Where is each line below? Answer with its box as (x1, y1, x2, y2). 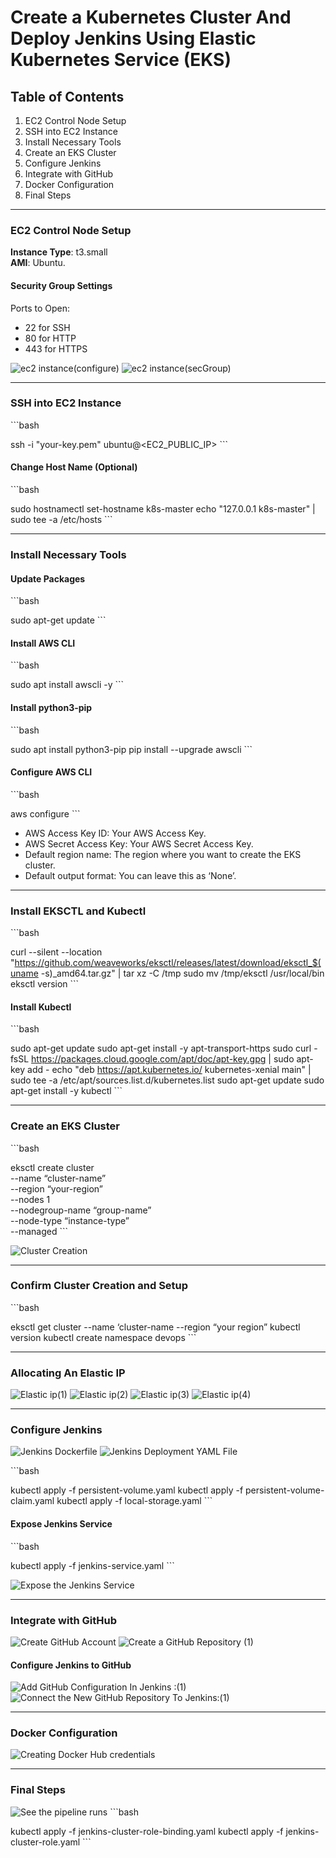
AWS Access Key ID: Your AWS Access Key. (24, 827, 207, 839)
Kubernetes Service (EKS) (10, 49, 232, 71)
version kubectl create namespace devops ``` (10, 1331, 197, 1343)
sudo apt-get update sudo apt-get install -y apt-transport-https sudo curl (10, 1042, 312, 1055)
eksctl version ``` (10, 978, 80, 990)
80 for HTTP (24, 332, 77, 344)
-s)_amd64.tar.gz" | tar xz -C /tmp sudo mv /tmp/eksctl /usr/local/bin (40, 967, 325, 980)
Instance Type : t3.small (10, 246, 108, 258)
